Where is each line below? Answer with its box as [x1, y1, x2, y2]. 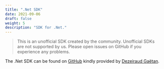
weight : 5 [5, 20, 26, 26]
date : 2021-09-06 [5, 12, 41, 17]
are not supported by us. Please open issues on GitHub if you [17, 44, 141, 50]
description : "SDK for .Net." [5, 25, 67, 30]
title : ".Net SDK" [5, 7, 43, 12]
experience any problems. [17, 49, 70, 55]
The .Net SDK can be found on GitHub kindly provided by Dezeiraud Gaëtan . [5, 58, 160, 64]
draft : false [5, 16, 32, 21]
